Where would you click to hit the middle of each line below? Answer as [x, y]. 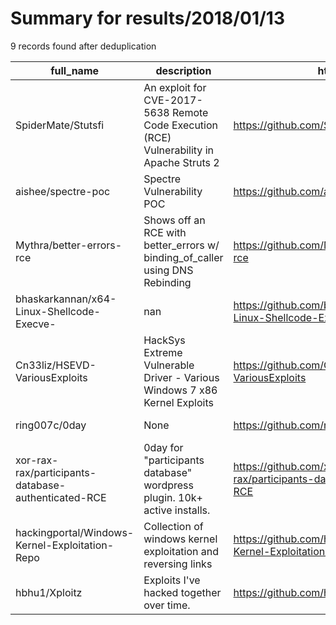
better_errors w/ [181, 245]
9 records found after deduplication [83, 46]
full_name [75, 70]
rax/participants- [56, 472]
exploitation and [181, 551]
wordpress [168, 485]
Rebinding [167, 282]
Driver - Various [181, 377]
